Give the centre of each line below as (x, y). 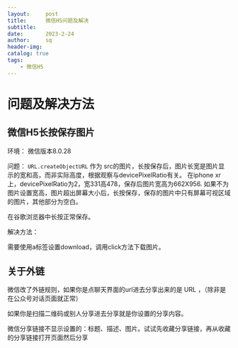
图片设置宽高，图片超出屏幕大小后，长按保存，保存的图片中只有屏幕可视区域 (119, 192)
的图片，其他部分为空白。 (45, 201)
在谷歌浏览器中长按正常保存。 (51, 217)
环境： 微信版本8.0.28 (39, 151)
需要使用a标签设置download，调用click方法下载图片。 (86, 246)
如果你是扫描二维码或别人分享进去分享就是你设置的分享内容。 (97, 314)
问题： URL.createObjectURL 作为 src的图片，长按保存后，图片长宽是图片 (113, 166)
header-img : (25, 47)
